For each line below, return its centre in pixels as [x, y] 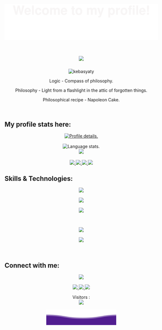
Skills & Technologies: [39, 179]
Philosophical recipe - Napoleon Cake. [81, 99]
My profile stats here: [38, 124]
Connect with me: [32, 265]
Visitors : [81, 297]
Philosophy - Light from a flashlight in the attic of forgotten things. [81, 90]
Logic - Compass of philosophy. [81, 81]
